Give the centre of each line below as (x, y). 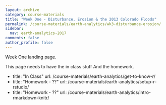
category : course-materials (35, 15)
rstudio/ (21, 87)
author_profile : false (29, 43)
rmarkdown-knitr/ (31, 97)
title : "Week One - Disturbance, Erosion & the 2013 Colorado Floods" (81, 19)
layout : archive (22, 10)
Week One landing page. (31, 57)
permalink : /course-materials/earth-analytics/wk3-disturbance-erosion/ (83, 24)
